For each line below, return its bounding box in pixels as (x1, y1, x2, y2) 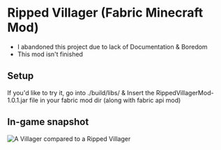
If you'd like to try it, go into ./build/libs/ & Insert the (7, 88, 155, 97)
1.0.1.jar (7, 96, 28, 104)
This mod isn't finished (17, 50, 84, 58)
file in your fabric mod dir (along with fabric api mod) (29, 96, 181, 104)
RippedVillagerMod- (155, 88, 214, 97)
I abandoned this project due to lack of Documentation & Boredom (17, 42, 208, 51)
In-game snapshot (7, 116, 89, 128)
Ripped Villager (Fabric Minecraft (7, 5, 204, 21)
